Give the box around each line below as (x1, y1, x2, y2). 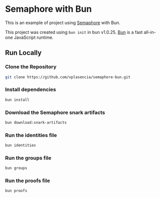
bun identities (5, 143, 36, 148)
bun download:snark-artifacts (5, 120, 67, 125)
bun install (5, 97, 29, 102)
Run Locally (5, 49, 42, 57)
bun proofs (5, 188, 27, 194)
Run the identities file (5, 132, 57, 139)
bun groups (5, 166, 27, 170)
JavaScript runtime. (14, 34, 54, 40)
